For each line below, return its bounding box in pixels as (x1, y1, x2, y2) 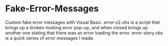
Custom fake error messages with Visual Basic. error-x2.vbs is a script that (5, 19, 160, 25)
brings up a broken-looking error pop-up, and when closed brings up (5, 24, 148, 30)
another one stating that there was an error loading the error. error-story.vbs (5, 30, 163, 36)
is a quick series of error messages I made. (5, 35, 94, 41)
